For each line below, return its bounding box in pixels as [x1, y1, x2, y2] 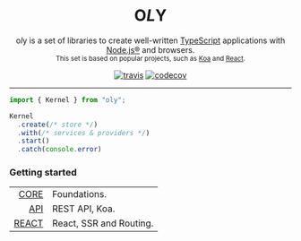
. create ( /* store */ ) [17, 120, 99, 129]
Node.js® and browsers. [106, 44, 195, 55]
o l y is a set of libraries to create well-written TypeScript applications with [15, 35, 286, 46]
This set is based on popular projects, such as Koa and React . [55, 54, 246, 63]
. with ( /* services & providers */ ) [17, 128, 150, 137]
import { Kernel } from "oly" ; [9, 95, 126, 104]
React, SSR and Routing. [52, 217, 154, 229]
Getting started [9, 167, 78, 179]
